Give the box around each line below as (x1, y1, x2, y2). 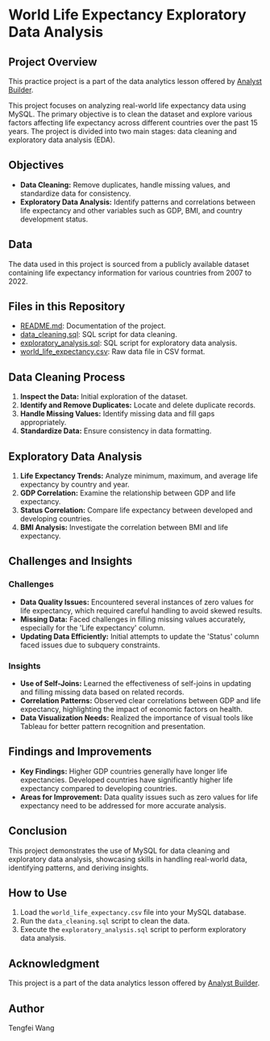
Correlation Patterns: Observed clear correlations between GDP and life (19, 696, 261, 706)
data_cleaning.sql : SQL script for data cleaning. (19, 330, 177, 339)
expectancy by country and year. (19, 479, 131, 490)
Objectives (8, 158, 64, 172)
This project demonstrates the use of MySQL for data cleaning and (8, 845, 231, 855)
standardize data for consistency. (19, 188, 131, 198)
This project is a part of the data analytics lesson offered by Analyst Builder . (8, 978, 260, 988)
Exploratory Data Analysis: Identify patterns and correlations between (19, 196, 255, 207)
